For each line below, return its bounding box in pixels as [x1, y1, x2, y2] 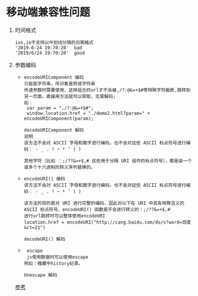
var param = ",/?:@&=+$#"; [26, 105, 94, 111]
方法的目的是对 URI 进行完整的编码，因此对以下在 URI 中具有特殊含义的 [28, 200, 184, 206]
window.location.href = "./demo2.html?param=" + [26, 110, 151, 116]
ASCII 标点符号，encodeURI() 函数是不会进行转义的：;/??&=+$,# [23, 206, 170, 213]
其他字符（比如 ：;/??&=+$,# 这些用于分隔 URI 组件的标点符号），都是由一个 [23, 158, 193, 164]
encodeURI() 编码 [23, 176, 66, 182]
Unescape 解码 [23, 272, 57, 278]
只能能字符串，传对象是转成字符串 [23, 80, 96, 87]
